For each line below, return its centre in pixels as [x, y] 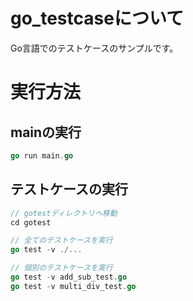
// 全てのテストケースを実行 [61, 240]
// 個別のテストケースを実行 [61, 268]
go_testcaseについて [97, 18]
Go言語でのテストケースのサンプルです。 [94, 48]
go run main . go [42, 155]
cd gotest [31, 222]
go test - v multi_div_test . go [73, 286]
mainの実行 [46, 132]
